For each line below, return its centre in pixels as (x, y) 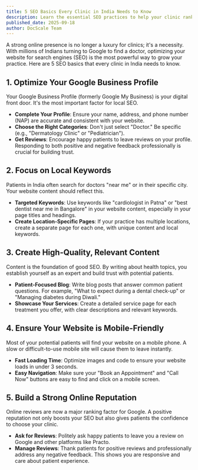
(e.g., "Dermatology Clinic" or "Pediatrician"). (70, 133)
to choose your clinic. (32, 424)
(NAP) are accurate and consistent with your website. (80, 121)
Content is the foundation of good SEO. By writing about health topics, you (97, 267)
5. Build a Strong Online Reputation (72, 398)
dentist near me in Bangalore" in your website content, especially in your (103, 209)
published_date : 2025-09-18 (41, 22)
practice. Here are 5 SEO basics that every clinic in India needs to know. (93, 64)
